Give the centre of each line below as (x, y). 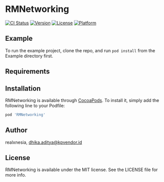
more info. (16, 175)
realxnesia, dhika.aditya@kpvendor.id (44, 142)
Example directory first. (29, 56)
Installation (23, 88)
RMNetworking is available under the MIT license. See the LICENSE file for (82, 170)
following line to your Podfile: (35, 105)
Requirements (27, 71)
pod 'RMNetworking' (25, 115)
